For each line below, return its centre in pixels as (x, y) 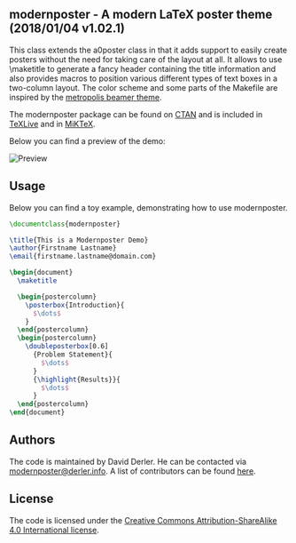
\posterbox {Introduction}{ (75, 305)
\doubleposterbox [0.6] (67, 347)
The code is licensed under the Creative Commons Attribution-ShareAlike (143, 520)
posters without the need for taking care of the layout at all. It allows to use (146, 59)
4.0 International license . (54, 530)
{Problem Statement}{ (73, 355)
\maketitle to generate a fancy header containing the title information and (143, 68)
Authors (32, 440)
